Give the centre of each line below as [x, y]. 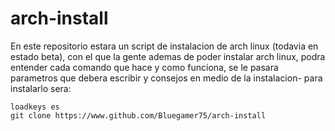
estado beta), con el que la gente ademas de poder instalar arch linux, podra [168, 56]
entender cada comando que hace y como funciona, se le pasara [144, 67]
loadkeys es [35, 107]
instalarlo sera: [41, 88]
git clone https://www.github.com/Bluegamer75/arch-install [138, 115]
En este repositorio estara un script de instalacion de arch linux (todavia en [164, 46]
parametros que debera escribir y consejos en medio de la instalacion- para [166, 78]
